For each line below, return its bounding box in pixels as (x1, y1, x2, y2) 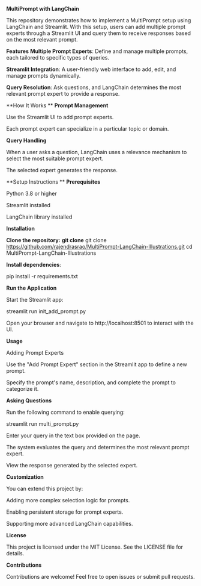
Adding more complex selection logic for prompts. (6, 497, 130, 503)
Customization (6, 473, 44, 481)
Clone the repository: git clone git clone (6, 237, 107, 243)
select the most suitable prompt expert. (6, 155, 104, 162)
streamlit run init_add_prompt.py (6, 308, 86, 315)
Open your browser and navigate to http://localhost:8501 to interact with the (6, 319, 194, 326)
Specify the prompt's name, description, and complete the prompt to (6, 379, 176, 386)
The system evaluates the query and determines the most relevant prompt (6, 444, 190, 450)
